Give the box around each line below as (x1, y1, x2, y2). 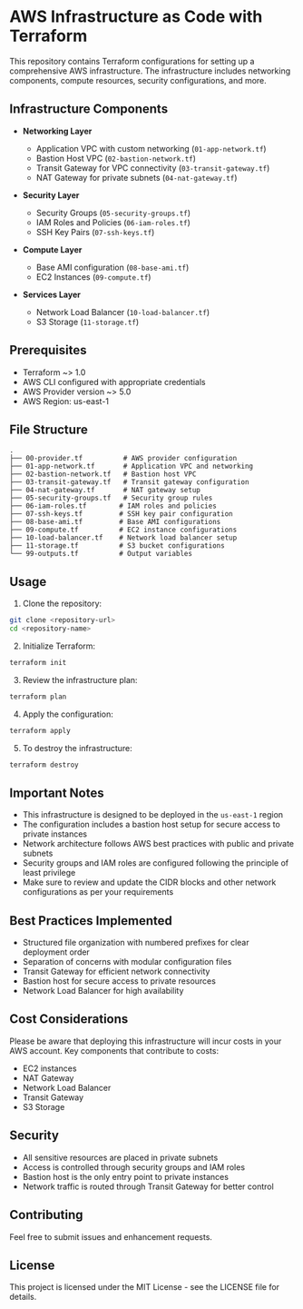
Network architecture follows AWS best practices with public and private (22, 838, 295, 849)
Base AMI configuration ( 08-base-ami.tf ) (35, 262, 190, 273)
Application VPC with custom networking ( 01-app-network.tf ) (35, 143, 267, 154)
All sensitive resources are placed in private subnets (22, 1152, 219, 1163)
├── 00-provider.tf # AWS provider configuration (9, 454, 238, 463)
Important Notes (9, 785, 104, 800)
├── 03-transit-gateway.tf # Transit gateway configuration (9, 478, 249, 487)
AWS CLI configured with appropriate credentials (22, 376, 206, 387)
